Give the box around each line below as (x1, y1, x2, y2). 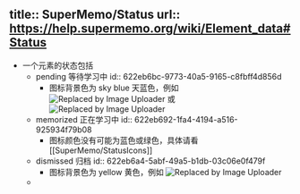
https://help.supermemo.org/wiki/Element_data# (9, 21, 291, 37)
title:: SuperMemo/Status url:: (9, 7, 181, 22)
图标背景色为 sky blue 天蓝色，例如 (48, 82, 179, 93)
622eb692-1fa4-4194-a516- (133, 114, 239, 124)
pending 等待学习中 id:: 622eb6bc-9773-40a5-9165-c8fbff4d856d (35, 71, 282, 81)
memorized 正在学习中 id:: (35, 114, 133, 124)
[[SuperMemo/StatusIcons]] (48, 145, 153, 156)
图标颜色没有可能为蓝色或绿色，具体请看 (48, 134, 199, 146)
